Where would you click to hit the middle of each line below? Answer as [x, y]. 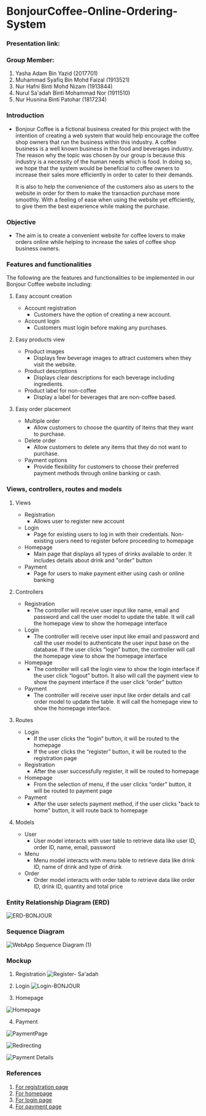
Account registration [50, 308]
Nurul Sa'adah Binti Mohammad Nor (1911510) [73, 93]
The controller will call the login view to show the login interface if [116, 669]
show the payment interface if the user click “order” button [108, 682]
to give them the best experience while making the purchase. [92, 206]
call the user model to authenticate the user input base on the [111, 643]
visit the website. [55, 364]
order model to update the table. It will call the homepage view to [116, 701]
